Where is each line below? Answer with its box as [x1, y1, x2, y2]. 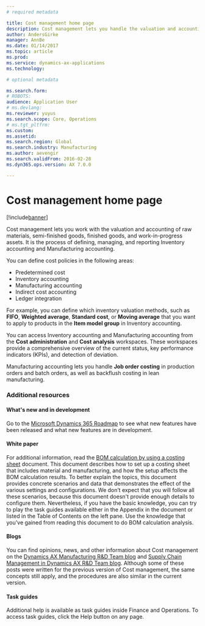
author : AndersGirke [6, 31, 59, 37]
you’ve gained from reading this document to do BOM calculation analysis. [6, 518, 194, 526]
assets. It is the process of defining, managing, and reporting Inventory [6, 238, 185, 245]
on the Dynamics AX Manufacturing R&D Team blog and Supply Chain [6, 553, 182, 561]
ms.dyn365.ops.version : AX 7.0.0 [6, 162, 92, 168]
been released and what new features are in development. [6, 426, 153, 433]
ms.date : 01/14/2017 [6, 43, 59, 49]
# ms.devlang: [6, 105, 43, 111]
